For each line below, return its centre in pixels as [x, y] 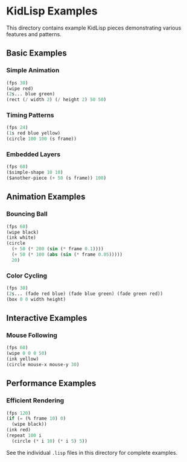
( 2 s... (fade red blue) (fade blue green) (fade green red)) [85, 294]
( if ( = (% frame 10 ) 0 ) [36, 419]
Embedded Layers [33, 154]
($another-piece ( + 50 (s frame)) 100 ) [56, 178]
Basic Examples [37, 53]
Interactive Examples [47, 318]
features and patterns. [34, 34]
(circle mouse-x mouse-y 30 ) [43, 365]
